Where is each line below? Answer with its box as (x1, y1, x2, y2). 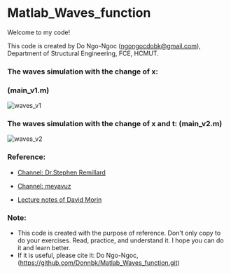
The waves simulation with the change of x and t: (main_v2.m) (7, 119, 223, 129)
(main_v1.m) (7, 85, 50, 95)
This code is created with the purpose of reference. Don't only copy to (17, 229, 221, 238)
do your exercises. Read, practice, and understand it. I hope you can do (17, 236, 224, 245)
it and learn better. (17, 244, 71, 252)
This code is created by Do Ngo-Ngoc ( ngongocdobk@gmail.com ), (7, 41, 201, 50)
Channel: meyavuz (17, 181, 71, 190)
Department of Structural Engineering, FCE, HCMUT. (7, 49, 160, 57)
